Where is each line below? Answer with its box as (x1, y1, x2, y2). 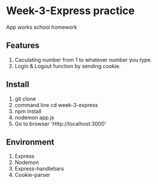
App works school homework (6, 24, 78, 31)
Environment (6, 137, 55, 147)
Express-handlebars (14, 165, 64, 172)
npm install (14, 108, 42, 115)
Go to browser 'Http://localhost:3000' (14, 120, 107, 127)
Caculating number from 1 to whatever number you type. (14, 56, 152, 63)
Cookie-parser (14, 172, 51, 179)
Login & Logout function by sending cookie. (14, 62, 121, 69)
